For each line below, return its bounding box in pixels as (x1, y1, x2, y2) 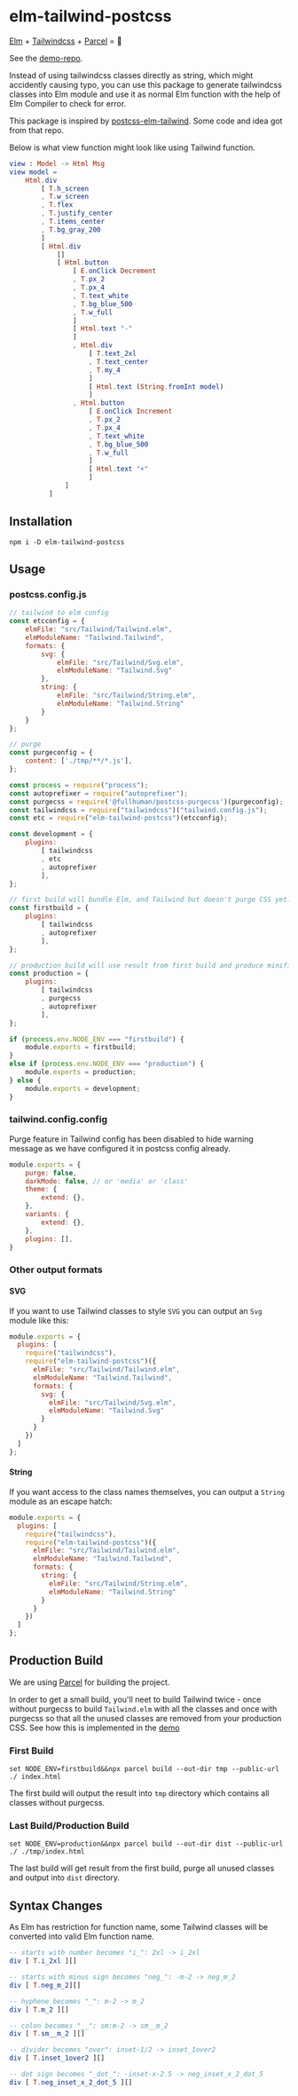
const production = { (9, 969, 90, 978)
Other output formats (9, 1263, 104, 1276)
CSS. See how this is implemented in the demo (9, 1722, 180, 1733)
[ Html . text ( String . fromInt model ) (88, 382, 224, 392)
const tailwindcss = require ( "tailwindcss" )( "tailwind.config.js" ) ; (9, 805, 268, 814)
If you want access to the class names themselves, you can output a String (9, 1486, 286, 1497)
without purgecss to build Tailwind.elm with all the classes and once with (9, 1703, 278, 1714)
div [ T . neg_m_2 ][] (9, 1981, 82, 1989)
